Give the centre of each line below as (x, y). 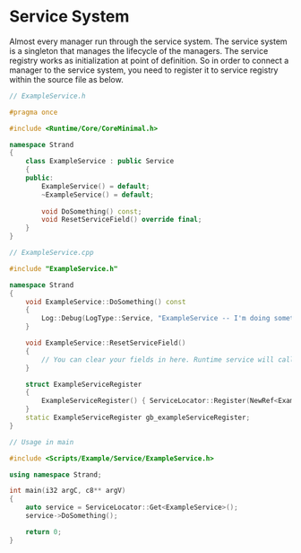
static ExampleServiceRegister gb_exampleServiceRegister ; (138, 418)
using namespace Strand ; (56, 474)
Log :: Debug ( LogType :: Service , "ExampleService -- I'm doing (156, 319)
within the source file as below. (66, 79)
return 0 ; (44, 531)
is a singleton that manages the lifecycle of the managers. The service (139, 50)
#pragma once (34, 112)
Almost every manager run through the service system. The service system (149, 41)
